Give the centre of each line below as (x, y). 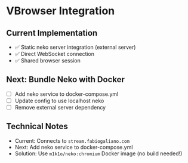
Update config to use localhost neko (59, 101)
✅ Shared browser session (47, 60)
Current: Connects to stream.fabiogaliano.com (72, 140)
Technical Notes (37, 126)
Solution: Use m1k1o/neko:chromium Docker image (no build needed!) (98, 153)
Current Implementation (52, 33)
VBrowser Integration (61, 11)
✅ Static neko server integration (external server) (75, 47)
